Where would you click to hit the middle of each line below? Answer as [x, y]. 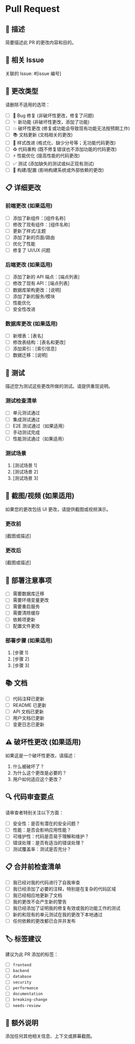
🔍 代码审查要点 [30, 797]
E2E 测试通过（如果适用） [40, 426]
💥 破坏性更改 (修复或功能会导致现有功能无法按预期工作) [71, 128]
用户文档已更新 [28, 718]
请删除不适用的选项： [28, 104]
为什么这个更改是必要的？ [40, 773]
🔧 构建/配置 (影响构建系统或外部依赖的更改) [58, 170]
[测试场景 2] [25, 472]
